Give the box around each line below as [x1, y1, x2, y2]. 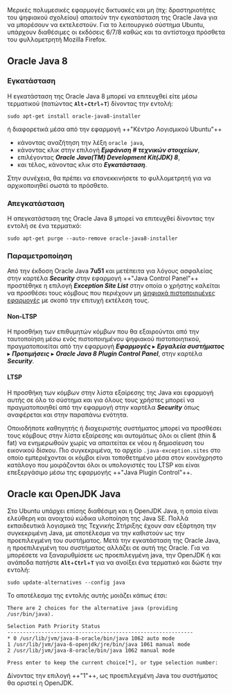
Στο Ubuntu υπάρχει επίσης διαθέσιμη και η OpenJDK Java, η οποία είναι [7, 506, 218, 515]
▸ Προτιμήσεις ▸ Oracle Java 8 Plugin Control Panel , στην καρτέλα [7, 349, 203, 358]
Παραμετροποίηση [7, 251, 73, 261]
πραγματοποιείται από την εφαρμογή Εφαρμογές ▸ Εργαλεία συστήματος [7, 342, 225, 351]
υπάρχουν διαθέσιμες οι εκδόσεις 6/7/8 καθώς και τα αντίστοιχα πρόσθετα [7, 28, 225, 36]
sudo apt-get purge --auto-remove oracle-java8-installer [7, 235, 178, 242]
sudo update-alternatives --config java [7, 579, 126, 586]
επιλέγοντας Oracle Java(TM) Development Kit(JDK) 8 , [17, 153, 180, 162]
